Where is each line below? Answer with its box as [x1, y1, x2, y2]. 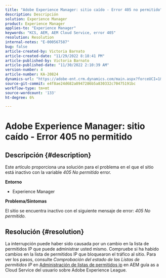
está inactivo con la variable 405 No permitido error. [5, 169, 111, 175]
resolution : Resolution [5, 35, 54, 40]
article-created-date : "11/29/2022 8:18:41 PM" [5, 53, 105, 59]
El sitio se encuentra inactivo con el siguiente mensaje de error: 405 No [5, 208, 151, 214]
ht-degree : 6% [5, 95, 35, 100]
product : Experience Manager [5, 21, 65, 26]
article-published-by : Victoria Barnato [5, 58, 90, 63]
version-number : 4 [5, 68, 43, 72]
